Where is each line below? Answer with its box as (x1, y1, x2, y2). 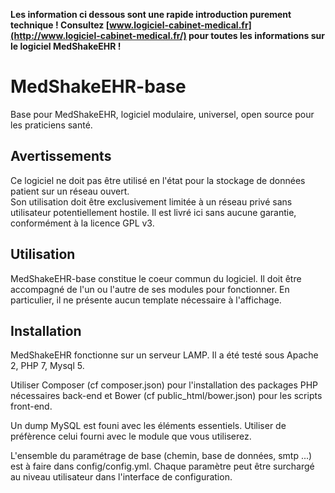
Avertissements (10, 148, 112, 165)
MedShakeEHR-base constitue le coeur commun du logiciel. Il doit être (10, 272, 302, 284)
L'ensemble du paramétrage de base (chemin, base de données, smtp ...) (10, 450, 313, 462)
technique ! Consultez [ (10, 19, 110, 31)
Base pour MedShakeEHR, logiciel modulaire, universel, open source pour (10, 108, 315, 120)
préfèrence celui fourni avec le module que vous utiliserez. (10, 430, 252, 443)
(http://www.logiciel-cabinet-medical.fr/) (10, 30, 187, 41)
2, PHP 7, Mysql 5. (10, 360, 85, 372)
